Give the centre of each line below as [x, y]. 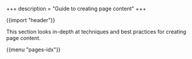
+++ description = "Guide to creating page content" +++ [76, 9]
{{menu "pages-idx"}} [34, 49]
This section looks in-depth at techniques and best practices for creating [96, 32]
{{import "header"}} [31, 20]
